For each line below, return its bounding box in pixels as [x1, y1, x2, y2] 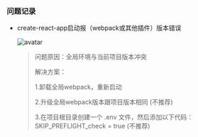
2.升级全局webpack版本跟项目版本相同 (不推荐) [34, 98, 173, 106]
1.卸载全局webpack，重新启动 [34, 83, 122, 92]
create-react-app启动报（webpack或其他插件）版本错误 [16, 23, 182, 33]
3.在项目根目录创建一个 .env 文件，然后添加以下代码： [34, 113, 193, 121]
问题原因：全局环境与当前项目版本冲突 [34, 53, 147, 61]
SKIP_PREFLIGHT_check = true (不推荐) [34, 122, 150, 131]
